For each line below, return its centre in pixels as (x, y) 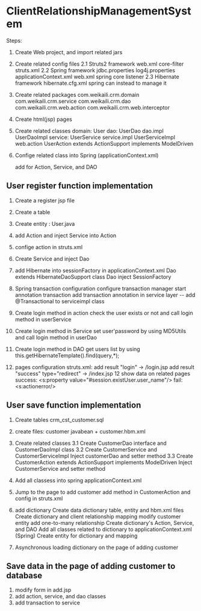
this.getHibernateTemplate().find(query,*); (67, 355)
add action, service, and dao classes (60, 597)
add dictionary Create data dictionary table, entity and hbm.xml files (99, 510)
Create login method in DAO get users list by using (77, 349)
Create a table (32, 212)
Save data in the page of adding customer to (91, 566)
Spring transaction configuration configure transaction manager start (100, 288)
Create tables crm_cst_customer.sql (59, 420)
